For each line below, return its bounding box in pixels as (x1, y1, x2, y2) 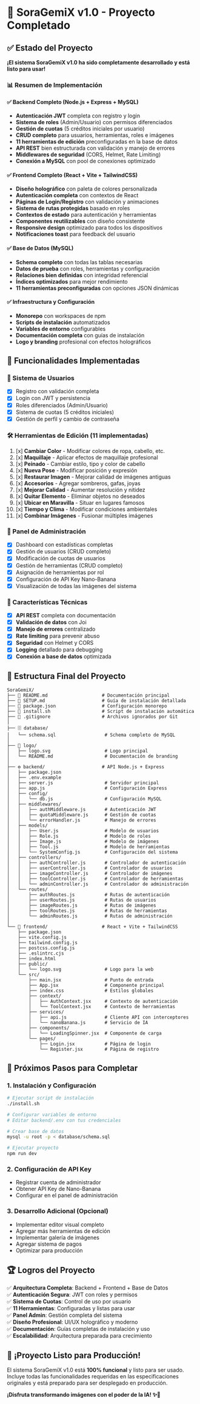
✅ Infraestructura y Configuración (7, 298, 95, 306)
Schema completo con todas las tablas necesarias (15, 258, 143, 265)
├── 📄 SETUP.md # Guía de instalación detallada (7, 698, 187, 704)
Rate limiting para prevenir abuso (15, 633, 100, 640)
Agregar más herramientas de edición (15, 1227, 111, 1235)
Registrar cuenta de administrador (15, 1179, 101, 1186)
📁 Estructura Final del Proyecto (7, 671, 126, 681)
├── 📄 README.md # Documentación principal (7, 692, 170, 699)
